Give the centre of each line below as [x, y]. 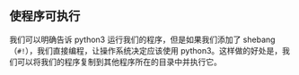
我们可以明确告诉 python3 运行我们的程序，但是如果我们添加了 [125, 39]
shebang [259, 39]
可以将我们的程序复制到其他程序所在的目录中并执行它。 [119, 62]
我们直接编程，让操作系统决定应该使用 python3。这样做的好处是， [160, 50]
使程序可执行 [45, 17]
